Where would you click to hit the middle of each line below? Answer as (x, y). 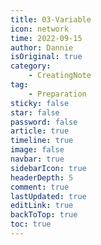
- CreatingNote (60, 76)
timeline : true (42, 141)
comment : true (40, 187)
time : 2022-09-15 (46, 38)
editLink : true (42, 206)
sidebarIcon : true (48, 168)
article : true (40, 131)
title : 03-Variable (51, 19)
